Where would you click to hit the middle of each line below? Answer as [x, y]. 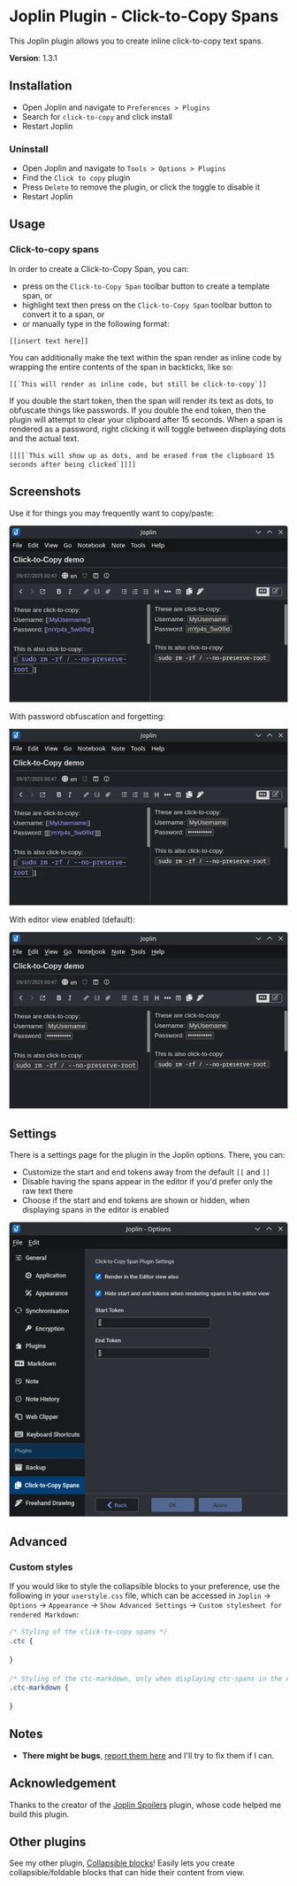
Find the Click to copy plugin [76, 178]
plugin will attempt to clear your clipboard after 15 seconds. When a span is [146, 419]
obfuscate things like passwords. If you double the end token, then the [138, 410]
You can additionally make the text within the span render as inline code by [146, 357]
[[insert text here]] [49, 341]
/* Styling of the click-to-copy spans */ [88, 1632]
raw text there [47, 1191]
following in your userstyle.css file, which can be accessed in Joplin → [140, 1595]
